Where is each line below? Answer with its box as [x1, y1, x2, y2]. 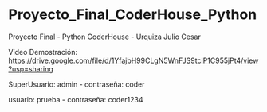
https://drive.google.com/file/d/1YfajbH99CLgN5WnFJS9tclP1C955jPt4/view [8, 56, 259, 65]
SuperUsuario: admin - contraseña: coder [8, 79, 145, 89]
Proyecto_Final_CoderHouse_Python [8, 6, 257, 24]
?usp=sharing [8, 64, 53, 73]
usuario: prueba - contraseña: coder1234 [8, 95, 143, 104]
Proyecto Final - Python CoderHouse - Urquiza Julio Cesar [8, 32, 201, 41]
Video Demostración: [8, 47, 78, 56]
